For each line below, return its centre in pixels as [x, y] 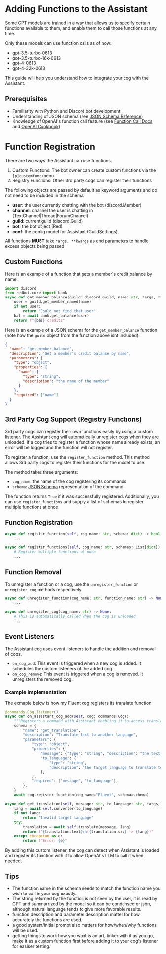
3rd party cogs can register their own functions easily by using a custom [79, 431]
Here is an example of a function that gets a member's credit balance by [79, 274]
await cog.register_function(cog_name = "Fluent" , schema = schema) [82, 795]
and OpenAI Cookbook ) [36, 126]
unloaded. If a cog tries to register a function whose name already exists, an [83, 442]
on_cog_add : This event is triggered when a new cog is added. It [77, 663]
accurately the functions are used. [47, 920]
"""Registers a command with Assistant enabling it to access [79, 721]
